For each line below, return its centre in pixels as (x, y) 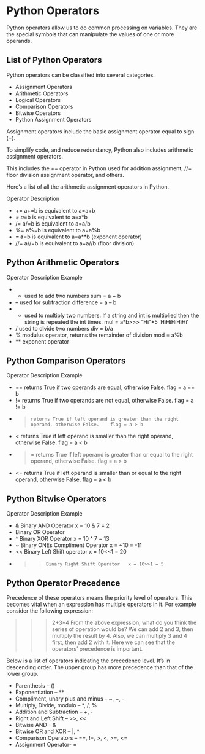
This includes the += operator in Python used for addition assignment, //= (99, 168)
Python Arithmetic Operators (63, 263)
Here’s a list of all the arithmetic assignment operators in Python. (88, 187)
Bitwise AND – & (35, 725)
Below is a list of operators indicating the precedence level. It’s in (88, 661)
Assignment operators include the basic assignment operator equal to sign (100, 131)
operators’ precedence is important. (97, 649)
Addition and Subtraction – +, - (54, 712)
